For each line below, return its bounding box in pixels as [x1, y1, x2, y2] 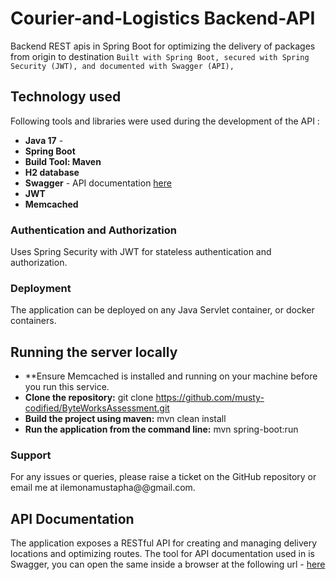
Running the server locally [10, 343, 178, 361]
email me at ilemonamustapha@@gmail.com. [10, 482, 196, 494]
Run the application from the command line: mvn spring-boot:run [24, 423, 299, 436]
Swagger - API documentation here [24, 177, 172, 189]
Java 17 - [24, 134, 64, 146]
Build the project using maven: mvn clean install [24, 413, 227, 425]
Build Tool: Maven [24, 155, 102, 167]
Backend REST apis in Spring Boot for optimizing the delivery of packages [10, 40, 316, 52]
